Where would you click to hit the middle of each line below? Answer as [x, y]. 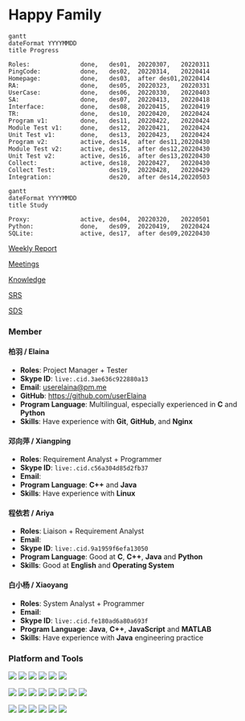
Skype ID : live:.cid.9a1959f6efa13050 [84, 548]
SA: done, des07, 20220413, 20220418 [109, 99]
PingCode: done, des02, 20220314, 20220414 [109, 71]
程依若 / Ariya [31, 513]
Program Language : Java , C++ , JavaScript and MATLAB [116, 628]
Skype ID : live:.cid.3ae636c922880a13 [84, 379]
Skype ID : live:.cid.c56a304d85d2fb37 [84, 468]
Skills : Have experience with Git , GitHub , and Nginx [106, 422]
